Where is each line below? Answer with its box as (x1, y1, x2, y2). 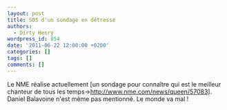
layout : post (7, 10, 45, 17)
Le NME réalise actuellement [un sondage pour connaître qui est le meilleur (7, 80, 221, 88)
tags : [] (7, 55, 32, 62)
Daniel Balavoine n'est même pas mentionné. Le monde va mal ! (7, 94, 189, 103)
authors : (7, 23, 32, 30)
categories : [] (7, 49, 51, 56)
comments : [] (7, 61, 45, 68)
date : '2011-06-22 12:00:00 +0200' (7, 42, 110, 49)
